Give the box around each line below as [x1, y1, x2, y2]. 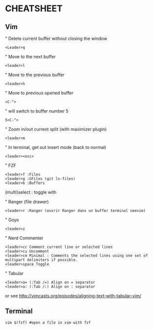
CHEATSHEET [5, 3, 63, 14]
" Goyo [5, 217, 20, 223]
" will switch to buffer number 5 [5, 108, 69, 114]
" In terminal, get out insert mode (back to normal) [5, 145, 106, 150]
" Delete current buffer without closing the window [5, 35, 107, 41]
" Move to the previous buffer [5, 72, 65, 78]
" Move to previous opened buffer [5, 90, 74, 96]
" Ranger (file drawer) [5, 199, 49, 205]
